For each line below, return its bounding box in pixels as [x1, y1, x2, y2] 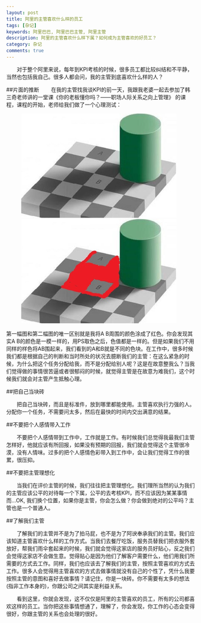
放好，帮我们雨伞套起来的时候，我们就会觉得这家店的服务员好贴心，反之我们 [6, 544, 195, 552]
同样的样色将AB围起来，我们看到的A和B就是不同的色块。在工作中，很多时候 [6, 345, 193, 352]
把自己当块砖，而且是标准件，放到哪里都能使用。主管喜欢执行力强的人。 [17, 400, 195, 408]
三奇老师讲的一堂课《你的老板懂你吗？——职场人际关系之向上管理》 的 [6, 93, 181, 100]
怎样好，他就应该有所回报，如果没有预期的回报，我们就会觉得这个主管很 [6, 441, 184, 448]
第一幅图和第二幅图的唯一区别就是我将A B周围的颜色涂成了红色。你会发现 [6, 330, 188, 337]
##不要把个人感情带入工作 [6, 421, 71, 428]
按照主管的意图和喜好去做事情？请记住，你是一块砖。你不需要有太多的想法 [6, 574, 190, 582]
